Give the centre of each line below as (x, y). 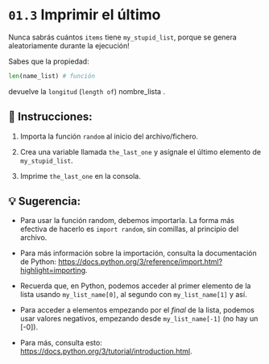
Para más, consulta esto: (61, 343)
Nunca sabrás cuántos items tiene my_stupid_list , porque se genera (123, 37)
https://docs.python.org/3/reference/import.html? (140, 262)
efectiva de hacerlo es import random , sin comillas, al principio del (129, 229)
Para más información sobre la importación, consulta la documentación (138, 253)
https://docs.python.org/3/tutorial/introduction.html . (106, 351)
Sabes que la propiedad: (49, 61)
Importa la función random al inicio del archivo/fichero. (109, 136)
